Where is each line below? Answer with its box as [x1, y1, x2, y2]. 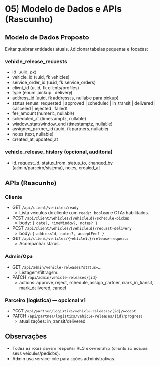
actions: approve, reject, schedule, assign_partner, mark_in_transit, [19, 279, 154, 285]
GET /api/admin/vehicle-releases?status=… [12, 264, 101, 270]
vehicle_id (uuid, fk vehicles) [12, 74, 70, 80]
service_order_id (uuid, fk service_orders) [12, 79, 96, 86]
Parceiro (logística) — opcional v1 [5, 297, 86, 304]
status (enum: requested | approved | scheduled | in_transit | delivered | [12, 100, 156, 106]
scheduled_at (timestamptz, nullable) [12, 116, 87, 122]
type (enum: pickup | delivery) [12, 90, 73, 96]
